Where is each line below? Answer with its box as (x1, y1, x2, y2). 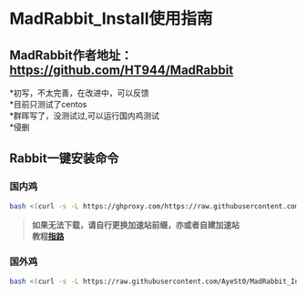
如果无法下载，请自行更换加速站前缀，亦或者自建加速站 (31, 219, 240, 230)
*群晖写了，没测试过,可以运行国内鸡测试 (9, 110, 160, 121)
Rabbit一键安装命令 (9, 151, 119, 167)
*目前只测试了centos (9, 99, 87, 109)
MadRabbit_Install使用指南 (9, 8, 213, 29)
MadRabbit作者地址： (9, 47, 133, 63)
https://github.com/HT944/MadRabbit (9, 62, 234, 77)
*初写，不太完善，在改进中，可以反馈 (9, 87, 150, 98)
